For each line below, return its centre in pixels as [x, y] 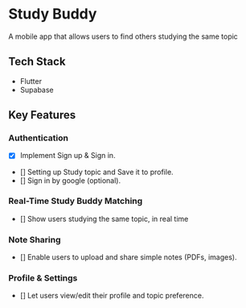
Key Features [42, 115]
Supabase [37, 89]
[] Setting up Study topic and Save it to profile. [97, 172]
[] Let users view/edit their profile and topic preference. [112, 296]
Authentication [38, 138]
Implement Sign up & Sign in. [68, 156]
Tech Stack [37, 62]
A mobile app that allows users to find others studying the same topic [123, 36]
